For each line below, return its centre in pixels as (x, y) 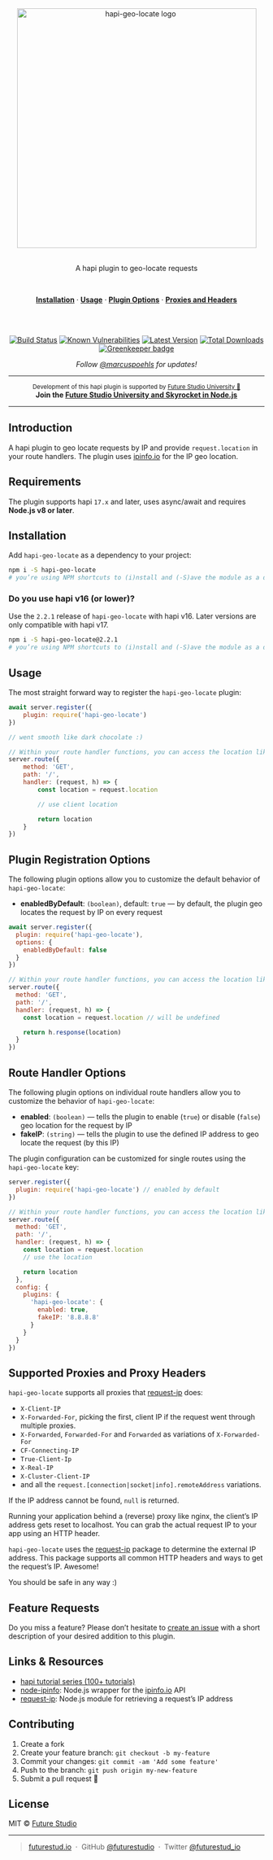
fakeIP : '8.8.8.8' (69, 1318)
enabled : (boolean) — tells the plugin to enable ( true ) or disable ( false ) (140, 1117)
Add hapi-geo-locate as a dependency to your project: (100, 555)
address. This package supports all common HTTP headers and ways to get (136, 1558)
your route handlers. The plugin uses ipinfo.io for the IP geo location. (123, 456)
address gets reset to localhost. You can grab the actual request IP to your (133, 1525)
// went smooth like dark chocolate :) (76, 737)
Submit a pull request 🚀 (59, 1779)
